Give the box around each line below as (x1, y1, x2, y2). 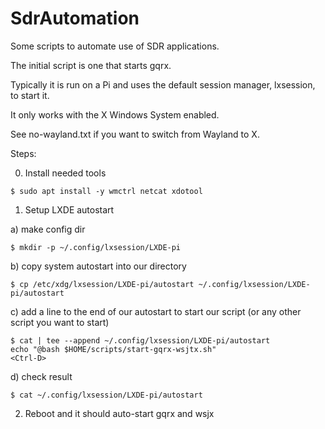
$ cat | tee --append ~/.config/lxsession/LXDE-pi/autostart (10, 335, 271, 346)
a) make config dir (10, 223, 86, 235)
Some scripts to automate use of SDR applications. (10, 40, 220, 52)
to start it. (10, 89, 50, 101)
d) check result (10, 370, 73, 382)
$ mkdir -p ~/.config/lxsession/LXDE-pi (10, 242, 182, 252)
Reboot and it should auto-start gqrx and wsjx (24, 407, 215, 419)
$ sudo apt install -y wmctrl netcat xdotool (10, 186, 203, 196)
